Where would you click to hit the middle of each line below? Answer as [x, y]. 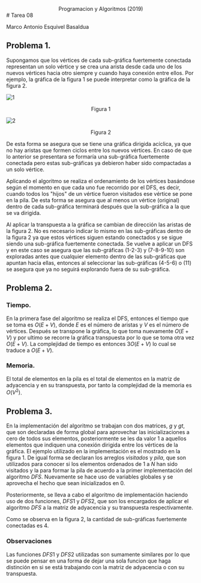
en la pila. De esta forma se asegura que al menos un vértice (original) [93, 200]
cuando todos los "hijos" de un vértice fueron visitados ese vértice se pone [99, 193]
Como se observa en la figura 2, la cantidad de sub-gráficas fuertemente [97, 519]
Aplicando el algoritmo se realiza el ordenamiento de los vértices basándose [100, 181]
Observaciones [29, 541]
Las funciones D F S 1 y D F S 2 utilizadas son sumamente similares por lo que [98, 554]
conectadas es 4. [28, 526]
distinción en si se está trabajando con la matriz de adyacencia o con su [95, 567]
